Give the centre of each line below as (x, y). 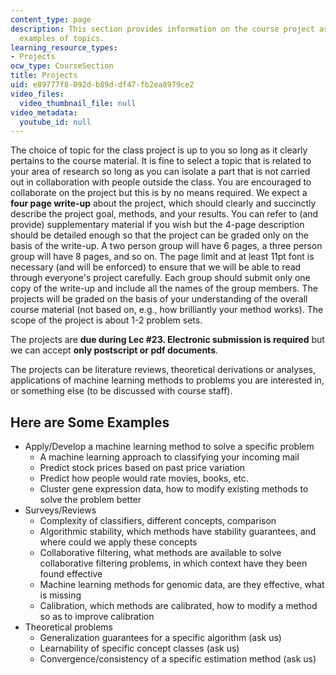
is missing (60, 595)
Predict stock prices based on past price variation (142, 468)
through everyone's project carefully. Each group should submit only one (160, 278)
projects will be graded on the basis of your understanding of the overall (159, 299)
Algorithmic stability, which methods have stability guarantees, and (178, 532)
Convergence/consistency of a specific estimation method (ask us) (178, 659)
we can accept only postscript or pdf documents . (114, 350)
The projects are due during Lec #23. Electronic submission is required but (167, 340)
